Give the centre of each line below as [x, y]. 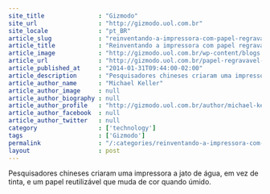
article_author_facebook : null [64, 114]
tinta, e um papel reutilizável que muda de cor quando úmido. [110, 182]
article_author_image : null [64, 91]
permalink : [55, 143]
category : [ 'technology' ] [82, 128]
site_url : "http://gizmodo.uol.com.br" [106, 23]
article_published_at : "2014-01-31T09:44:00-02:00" [106, 68]
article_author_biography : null [64, 98]
